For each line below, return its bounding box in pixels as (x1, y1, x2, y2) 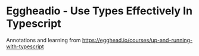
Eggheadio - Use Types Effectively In (6, 4, 192, 18)
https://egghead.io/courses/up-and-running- (82, 36, 192, 43)
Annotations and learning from (6, 36, 82, 43)
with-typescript (6, 43, 44, 50)
